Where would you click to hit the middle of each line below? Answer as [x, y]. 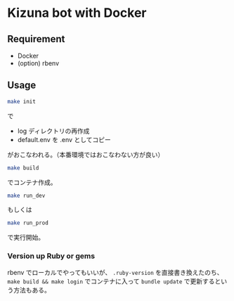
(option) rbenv [38, 63]
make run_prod [28, 223]
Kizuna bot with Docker [77, 13]
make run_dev [26, 196]
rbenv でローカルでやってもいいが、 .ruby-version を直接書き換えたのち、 [115, 272]
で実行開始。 [26, 238]
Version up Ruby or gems [51, 256]
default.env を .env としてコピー [64, 139]
